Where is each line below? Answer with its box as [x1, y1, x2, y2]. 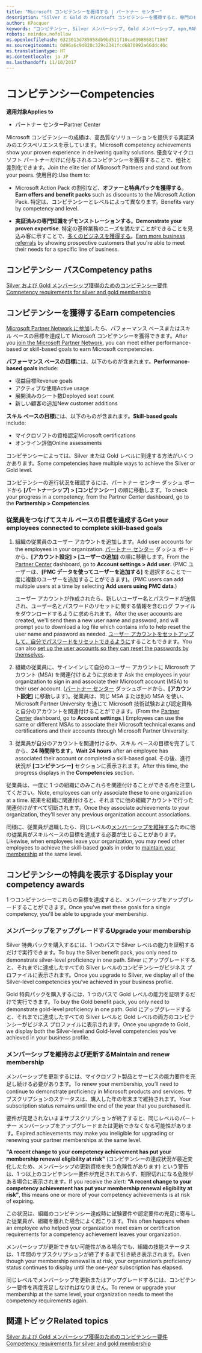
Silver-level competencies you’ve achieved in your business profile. [6, 978, 173, 986]
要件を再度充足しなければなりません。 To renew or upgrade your [16, 1284, 176, 1291]
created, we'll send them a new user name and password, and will [14, 617, 179, 624]
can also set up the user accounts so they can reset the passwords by [14, 645, 189, 652]
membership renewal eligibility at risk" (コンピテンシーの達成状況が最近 [6, 1155, 188, 1162]
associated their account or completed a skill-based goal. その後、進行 [14, 755, 191, 762]
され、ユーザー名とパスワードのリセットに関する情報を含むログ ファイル [14, 602, 196, 610]
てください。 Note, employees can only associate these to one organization [6, 789, 192, 796]
